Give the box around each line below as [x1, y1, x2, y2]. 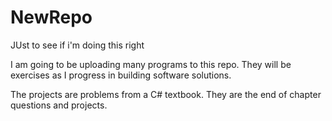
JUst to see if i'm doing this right [10, 39, 145, 51]
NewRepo [10, 6, 93, 29]
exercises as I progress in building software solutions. [10, 69, 232, 81]
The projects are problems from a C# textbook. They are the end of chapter [10, 88, 322, 100]
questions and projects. [10, 99, 108, 111]
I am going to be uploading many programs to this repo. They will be [10, 58, 292, 70]
